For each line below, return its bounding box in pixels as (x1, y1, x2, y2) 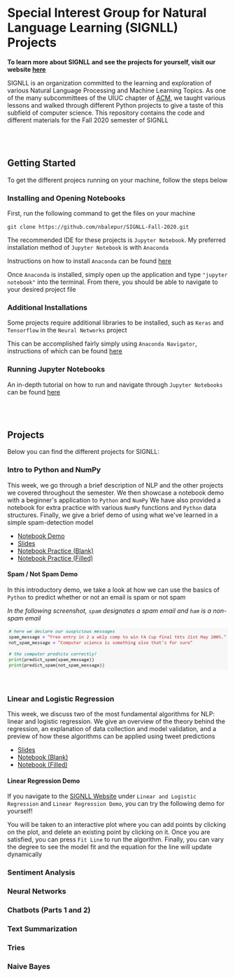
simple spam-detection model (7, 518, 94, 526)
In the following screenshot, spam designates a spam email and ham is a (7, 607, 212, 615)
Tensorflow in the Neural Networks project (7, 326, 127, 334)
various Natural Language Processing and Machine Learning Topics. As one (7, 86, 226, 94)
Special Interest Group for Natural (7, 5, 207, 21)
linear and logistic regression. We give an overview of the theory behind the (7, 717, 226, 725)
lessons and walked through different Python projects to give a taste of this (7, 101, 224, 109)
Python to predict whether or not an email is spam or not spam (7, 593, 186, 601)
